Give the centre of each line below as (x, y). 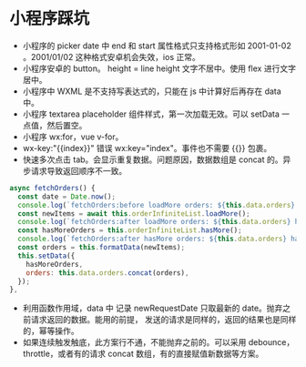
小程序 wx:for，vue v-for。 (73, 137)
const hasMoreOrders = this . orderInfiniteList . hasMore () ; (130, 230)
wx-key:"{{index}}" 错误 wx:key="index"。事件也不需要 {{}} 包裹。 (147, 148)
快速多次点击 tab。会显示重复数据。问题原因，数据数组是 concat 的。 (153, 159)
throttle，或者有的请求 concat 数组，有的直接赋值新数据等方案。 (143, 354)
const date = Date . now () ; (67, 197)
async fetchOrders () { (52, 188)
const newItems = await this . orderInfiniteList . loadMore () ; (134, 214)
